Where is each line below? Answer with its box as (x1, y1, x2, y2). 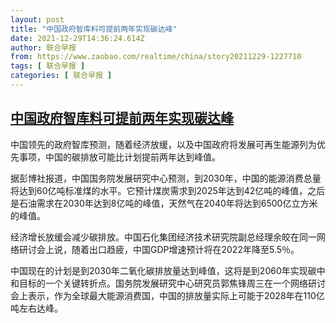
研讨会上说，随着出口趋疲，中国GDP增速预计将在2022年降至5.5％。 (18, 243, 300, 255)
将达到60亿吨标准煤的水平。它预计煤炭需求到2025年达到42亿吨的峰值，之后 (10, 184, 326, 196)
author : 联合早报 (10, 42, 77, 53)
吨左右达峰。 (10, 302, 63, 314)
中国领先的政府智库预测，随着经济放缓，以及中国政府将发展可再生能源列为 (10, 138, 317, 150)
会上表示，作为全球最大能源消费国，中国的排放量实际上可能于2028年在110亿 (10, 289, 325, 301)
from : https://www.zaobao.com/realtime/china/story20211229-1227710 (10, 52, 302, 62)
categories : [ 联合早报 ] (10, 71, 113, 81)
